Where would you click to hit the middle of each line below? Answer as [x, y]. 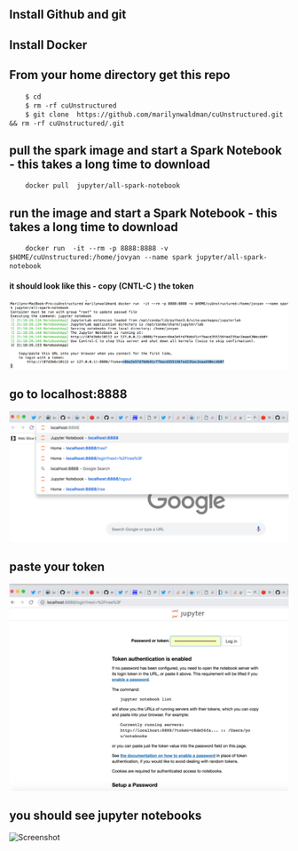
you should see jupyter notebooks [106, 816]
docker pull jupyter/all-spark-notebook [102, 186]
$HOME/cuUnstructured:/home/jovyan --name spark [101, 258]
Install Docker [48, 45]
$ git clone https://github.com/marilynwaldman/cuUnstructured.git [154, 115]
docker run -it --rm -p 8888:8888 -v [97, 249]
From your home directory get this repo [120, 75]
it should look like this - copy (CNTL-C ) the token [102, 286]
